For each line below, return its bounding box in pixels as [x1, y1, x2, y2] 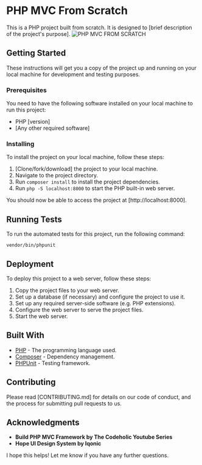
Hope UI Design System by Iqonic [15, 440, 102, 447]
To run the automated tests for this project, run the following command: [6, 230, 186, 238]
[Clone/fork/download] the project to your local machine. [15, 165, 158, 172]
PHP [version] [15, 118, 50, 126]
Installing [6, 140, 35, 148]
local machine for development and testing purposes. [6, 71, 141, 78]
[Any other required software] [15, 124, 90, 132]
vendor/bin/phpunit [6, 242, 56, 249]
